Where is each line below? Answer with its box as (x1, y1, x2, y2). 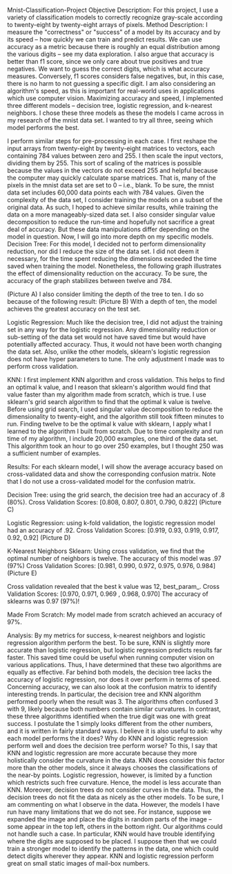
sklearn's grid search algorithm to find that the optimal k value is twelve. (7, 398, 213, 406)
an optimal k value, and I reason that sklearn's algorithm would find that (7, 383, 211, 391)
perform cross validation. (7, 363, 79, 370)
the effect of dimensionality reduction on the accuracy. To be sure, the (7, 269, 208, 277)
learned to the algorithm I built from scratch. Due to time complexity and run (7, 427, 224, 435)
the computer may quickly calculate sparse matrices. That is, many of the (7, 174, 216, 182)
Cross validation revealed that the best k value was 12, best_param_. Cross (7, 583, 220, 590)
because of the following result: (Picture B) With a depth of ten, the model (7, 298, 217, 305)
